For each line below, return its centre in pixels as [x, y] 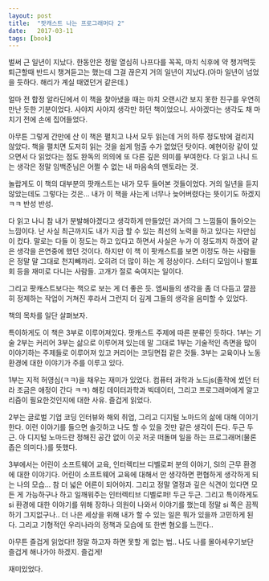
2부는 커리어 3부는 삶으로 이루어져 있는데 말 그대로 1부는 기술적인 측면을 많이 [137, 343]
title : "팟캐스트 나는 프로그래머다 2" [67, 23]
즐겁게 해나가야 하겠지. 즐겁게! [55, 552]
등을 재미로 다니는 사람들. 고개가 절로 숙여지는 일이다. [100, 271]
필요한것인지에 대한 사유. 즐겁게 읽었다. [91, 400]
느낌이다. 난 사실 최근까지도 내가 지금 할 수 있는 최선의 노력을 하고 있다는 [122, 231]
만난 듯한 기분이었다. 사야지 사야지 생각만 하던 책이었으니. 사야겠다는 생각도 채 [130, 109]
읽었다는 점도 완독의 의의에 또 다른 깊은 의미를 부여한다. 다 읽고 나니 [144, 157]
